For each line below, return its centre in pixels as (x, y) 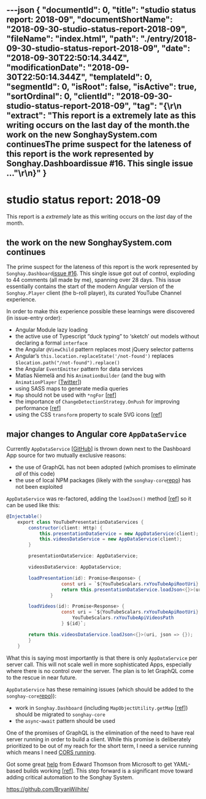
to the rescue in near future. (42, 677)
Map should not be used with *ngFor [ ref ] (66, 395)
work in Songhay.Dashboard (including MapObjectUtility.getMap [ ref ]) (101, 707)
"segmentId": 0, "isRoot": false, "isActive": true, (102, 87)
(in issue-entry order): (34, 318)
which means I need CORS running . (51, 752)
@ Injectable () (25, 516)
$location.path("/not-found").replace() (67, 363)
